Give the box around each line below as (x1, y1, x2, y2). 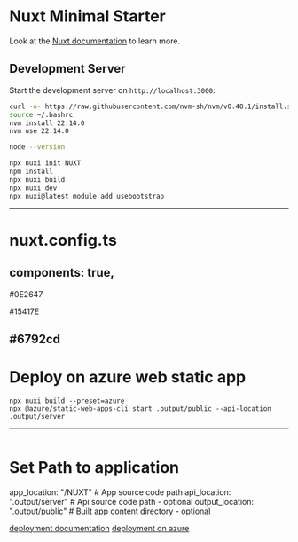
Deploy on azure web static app (9, 367, 247, 388)
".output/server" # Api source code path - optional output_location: (9, 496, 255, 507)
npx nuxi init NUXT (9, 159, 82, 168)
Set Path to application (9, 458, 180, 478)
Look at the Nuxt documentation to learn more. (9, 35, 180, 46)
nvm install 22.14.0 (9, 118, 86, 128)
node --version (9, 143, 66, 152)
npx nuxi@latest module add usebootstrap (9, 192, 165, 200)
